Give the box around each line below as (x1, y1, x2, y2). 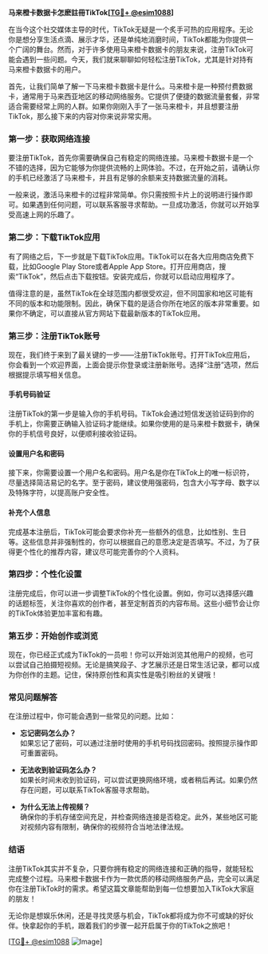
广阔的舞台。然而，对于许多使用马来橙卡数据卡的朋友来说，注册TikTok (14, 45, 247, 54)
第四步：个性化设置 (8, 568, 82, 580)
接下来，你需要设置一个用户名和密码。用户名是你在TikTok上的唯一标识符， (8, 468, 254, 477)
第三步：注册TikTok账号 (8, 331, 100, 342)
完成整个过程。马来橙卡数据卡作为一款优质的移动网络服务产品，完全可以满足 (8, 873, 260, 883)
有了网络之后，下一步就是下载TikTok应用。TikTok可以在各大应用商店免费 (8, 251, 247, 261)
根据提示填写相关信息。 (8, 370, 85, 379)
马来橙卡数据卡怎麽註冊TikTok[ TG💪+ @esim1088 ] (8, 8, 174, 17)
